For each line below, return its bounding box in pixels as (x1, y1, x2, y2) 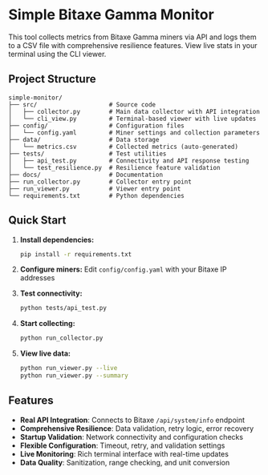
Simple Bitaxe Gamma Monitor (8, 6, 214, 24)
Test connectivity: (19, 288, 83, 298)
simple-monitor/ (8, 94, 63, 102)
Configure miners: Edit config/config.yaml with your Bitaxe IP (19, 264, 227, 274)
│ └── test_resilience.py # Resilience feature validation (8, 163, 221, 171)
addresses (19, 273, 55, 283)
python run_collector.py (19, 334, 104, 342)
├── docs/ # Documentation (8, 171, 163, 179)
